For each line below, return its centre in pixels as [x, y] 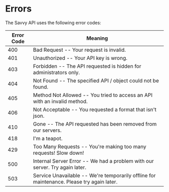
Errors [18, 9]
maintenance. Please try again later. [75, 181]
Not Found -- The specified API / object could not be [96, 80]
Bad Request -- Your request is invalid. [79, 50]
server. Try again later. [60, 167]
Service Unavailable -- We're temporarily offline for [94, 175]
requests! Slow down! [59, 153]
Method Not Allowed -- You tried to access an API [93, 95]
